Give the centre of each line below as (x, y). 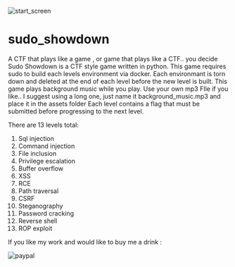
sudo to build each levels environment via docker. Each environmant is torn (117, 73)
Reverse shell (38, 221)
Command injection (46, 146)
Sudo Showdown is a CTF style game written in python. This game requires (117, 66)
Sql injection (36, 138)
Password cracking (46, 213)
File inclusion (37, 153)
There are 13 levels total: (44, 125)
